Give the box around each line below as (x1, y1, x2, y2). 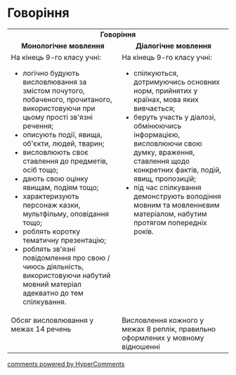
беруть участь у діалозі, (133, 112, 216, 122)
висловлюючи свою (133, 139, 202, 148)
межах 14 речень (11, 324, 72, 333)
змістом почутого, (22, 86, 86, 96)
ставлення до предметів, (22, 156, 108, 166)
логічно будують (22, 68, 79, 78)
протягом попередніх (133, 217, 207, 227)
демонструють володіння (133, 191, 221, 201)
